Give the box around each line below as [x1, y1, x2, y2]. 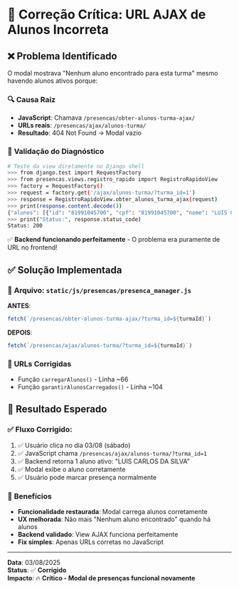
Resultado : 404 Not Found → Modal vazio [17, 128, 142, 138]
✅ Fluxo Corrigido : [7, 424, 73, 434]
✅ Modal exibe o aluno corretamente [17, 465, 126, 473]
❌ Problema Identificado [7, 50, 117, 62]
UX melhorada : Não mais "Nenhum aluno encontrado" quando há [17, 515, 211, 523]
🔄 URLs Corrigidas [7, 359, 72, 369]
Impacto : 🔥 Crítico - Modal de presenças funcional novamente [7, 574, 196, 583]
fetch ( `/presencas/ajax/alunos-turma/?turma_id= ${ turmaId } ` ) [7, 342, 193, 349]
